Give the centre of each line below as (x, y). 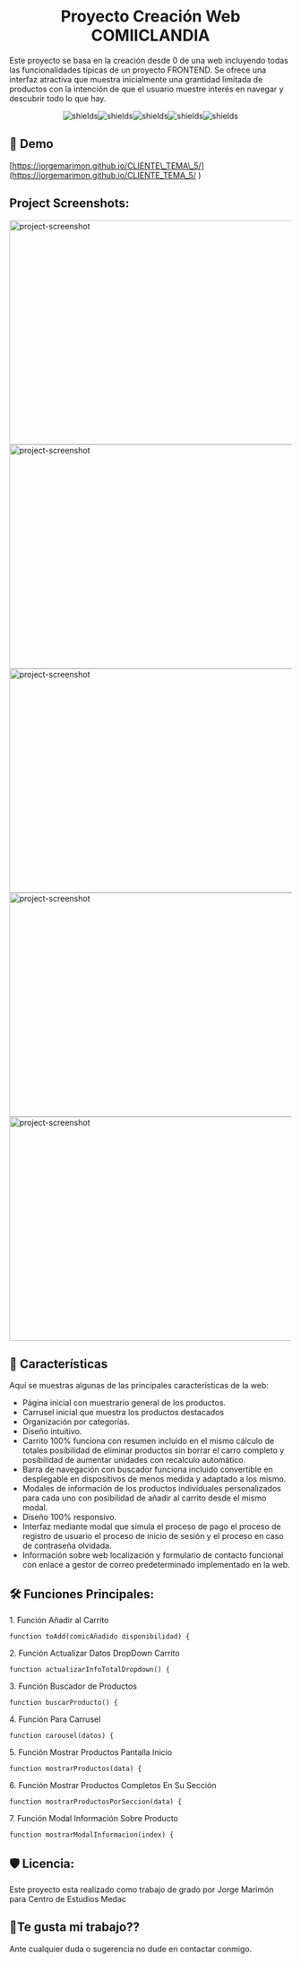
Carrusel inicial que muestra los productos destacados (123, 1413)
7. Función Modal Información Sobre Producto (94, 1819)
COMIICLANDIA (150, 35)
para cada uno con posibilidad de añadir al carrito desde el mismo (144, 1498)
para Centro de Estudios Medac (68, 1899)
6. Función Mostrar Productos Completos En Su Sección (113, 1786)
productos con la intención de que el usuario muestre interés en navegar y (146, 89)
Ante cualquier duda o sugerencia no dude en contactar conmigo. (131, 1949)
